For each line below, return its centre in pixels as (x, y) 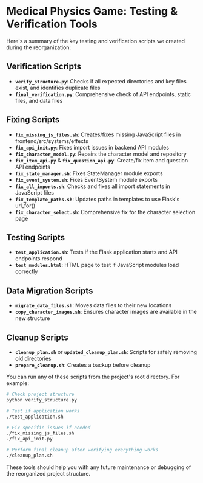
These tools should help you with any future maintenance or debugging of (99, 467)
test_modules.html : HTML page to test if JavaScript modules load (97, 265)
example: (18, 383)
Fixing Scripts (33, 120)
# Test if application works (43, 411)
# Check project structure (40, 394)
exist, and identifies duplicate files (58, 88)
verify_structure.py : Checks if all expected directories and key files (101, 81)
